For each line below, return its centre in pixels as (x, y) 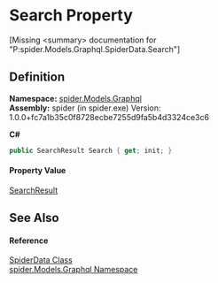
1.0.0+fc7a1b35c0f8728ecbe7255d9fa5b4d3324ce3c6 (109, 117)
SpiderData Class (41, 260)
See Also (34, 218)
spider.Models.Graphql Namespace (74, 270)
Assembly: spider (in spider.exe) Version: (85, 108)
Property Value (38, 171)
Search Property (71, 15)
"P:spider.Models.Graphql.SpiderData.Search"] (95, 49)
